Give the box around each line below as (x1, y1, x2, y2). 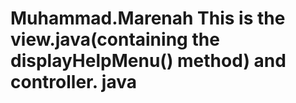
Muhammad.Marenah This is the (10, 7, 286, 30)
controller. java (10, 71, 137, 94)
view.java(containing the (10, 28, 220, 51)
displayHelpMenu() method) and (10, 50, 287, 72)
